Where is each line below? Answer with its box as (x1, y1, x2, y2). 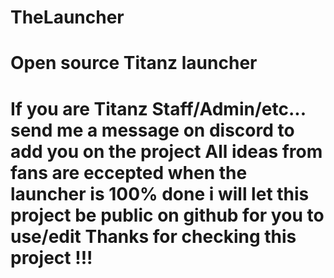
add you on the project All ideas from (10, 140, 323, 163)
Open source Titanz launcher (10, 52, 258, 75)
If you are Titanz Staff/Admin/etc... (10, 97, 307, 120)
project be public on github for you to (10, 204, 325, 226)
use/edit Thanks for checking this (10, 225, 297, 248)
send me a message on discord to (10, 119, 295, 141)
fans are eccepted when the (10, 161, 248, 184)
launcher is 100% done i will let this (10, 182, 310, 205)
